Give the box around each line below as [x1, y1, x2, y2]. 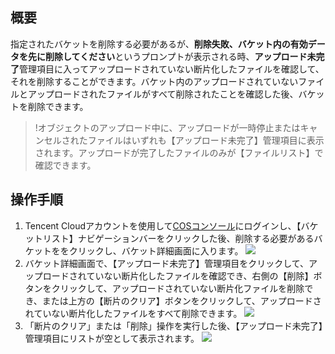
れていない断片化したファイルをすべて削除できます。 [24, 307, 243, 319]
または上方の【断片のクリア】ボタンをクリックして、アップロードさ [41, 294, 322, 307]
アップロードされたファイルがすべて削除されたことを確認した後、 [27, 88, 299, 100]
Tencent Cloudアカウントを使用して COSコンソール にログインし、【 [24, 219, 302, 232]
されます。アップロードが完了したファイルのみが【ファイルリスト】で [34, 146, 324, 158]
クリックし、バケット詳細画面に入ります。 [68, 244, 244, 257]
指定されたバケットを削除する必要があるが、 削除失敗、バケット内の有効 [10, 38, 308, 50]
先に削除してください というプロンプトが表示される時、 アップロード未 [27, 50, 317, 62]
